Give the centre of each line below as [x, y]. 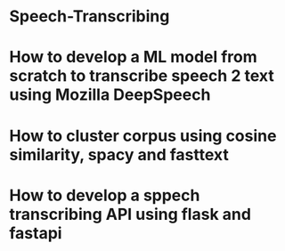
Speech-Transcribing [90, 16]
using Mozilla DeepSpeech [110, 95]
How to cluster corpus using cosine [143, 136]
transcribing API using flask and [130, 214]
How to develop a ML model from [134, 57]
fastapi [36, 233]
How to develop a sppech [105, 195]
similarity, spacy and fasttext [119, 154]
